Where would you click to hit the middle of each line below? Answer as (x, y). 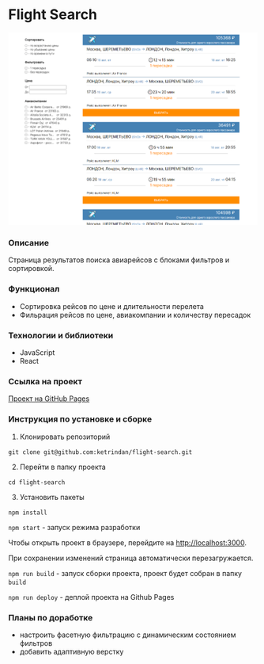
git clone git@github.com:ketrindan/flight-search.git (100, 452)
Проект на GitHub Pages (49, 399)
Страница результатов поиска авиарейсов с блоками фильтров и (119, 260)
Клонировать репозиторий (65, 437)
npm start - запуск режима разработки (74, 527)
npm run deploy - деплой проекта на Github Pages (91, 597)
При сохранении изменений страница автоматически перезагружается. (131, 558)
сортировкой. (31, 269)
